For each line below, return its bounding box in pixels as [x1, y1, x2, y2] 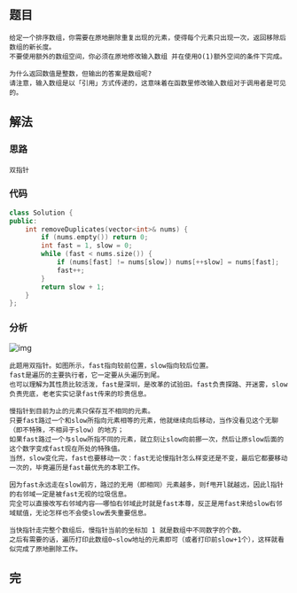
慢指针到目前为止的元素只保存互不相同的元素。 [9, 406, 155, 416]
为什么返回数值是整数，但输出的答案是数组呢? [9, 69, 152, 78]
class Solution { [9, 208, 74, 217]
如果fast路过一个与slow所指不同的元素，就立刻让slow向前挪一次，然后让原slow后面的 [9, 434, 285, 444]
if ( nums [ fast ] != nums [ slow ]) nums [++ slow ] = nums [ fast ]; [56, 258, 280, 267]
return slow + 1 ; [41, 282, 105, 292]
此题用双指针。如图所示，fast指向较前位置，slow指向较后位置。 [9, 361, 213, 370]
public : [9, 216, 38, 225]
